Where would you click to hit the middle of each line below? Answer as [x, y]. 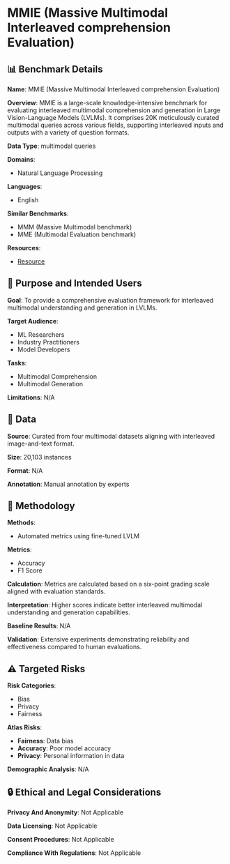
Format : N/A [25, 470]
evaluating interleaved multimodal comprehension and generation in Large [114, 110]
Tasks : [17, 363]
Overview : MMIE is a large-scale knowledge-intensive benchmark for [107, 103]
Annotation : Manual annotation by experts [68, 484]
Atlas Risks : [25, 727]
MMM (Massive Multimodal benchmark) [75, 227]
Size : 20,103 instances [39, 457]
